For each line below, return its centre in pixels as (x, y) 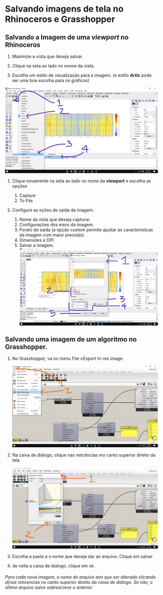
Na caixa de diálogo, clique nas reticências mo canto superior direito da (84, 455)
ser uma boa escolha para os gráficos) (51, 80)
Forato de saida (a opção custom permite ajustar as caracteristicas (86, 230)
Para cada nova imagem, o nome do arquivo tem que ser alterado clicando (81, 577)
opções (20, 186)
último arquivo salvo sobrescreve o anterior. (49, 587)
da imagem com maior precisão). (52, 235)
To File (26, 201)
